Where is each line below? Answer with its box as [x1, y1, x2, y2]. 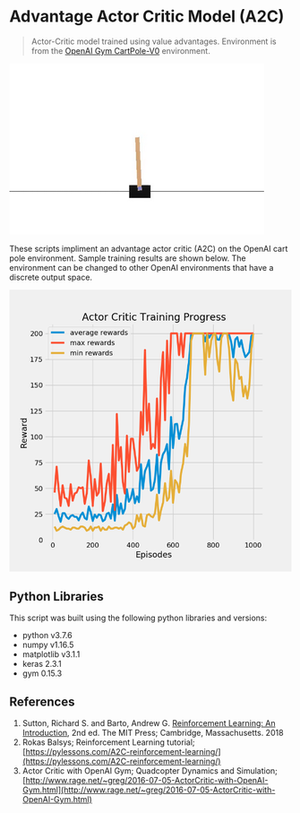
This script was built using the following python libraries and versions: [9, 612, 267, 624]
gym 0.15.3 [21, 668, 63, 679]
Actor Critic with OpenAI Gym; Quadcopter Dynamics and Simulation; [21, 765, 278, 776]
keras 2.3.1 [21, 659, 62, 670]
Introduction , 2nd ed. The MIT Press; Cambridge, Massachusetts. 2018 [21, 728, 284, 739]
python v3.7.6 [21, 630, 73, 641]
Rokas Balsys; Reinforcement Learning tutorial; [21, 737, 195, 748]
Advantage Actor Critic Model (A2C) [9, 6, 285, 27]
